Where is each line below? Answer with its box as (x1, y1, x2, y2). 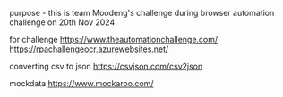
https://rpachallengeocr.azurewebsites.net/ (9, 44, 169, 54)
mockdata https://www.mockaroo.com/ (9, 78, 154, 88)
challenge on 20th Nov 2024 (9, 17, 116, 28)
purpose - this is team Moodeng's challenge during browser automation (9, 8, 275, 18)
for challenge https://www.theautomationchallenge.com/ (9, 35, 219, 44)
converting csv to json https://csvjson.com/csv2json (9, 61, 203, 71)
